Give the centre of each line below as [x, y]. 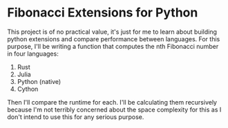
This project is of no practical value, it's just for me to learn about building [112, 32]
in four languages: [33, 54]
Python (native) [39, 81]
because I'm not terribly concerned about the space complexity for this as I [114, 109]
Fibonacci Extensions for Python [103, 13]
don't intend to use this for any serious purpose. [76, 117]
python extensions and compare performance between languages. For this [114, 39]
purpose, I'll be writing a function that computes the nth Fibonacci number [113, 46]
